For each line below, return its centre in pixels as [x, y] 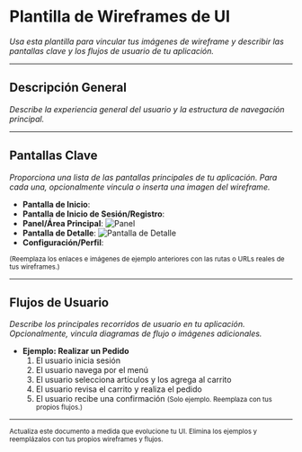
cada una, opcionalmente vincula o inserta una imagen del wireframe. [140, 187]
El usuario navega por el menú [92, 370]
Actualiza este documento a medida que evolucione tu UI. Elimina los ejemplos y [133, 432]
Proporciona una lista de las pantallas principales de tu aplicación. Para [143, 177]
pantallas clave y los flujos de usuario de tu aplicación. [111, 50]
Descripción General [68, 88]
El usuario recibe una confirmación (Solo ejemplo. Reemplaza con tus [154, 399]
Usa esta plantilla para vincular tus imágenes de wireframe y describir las [147, 41]
